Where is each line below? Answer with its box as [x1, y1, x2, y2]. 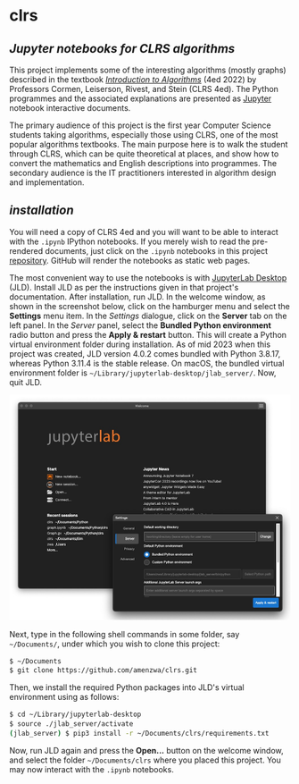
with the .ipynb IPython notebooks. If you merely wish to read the [9, 236, 251, 247]
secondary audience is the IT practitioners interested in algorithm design [9, 167, 277, 178]
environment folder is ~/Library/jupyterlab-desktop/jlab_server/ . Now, [9, 367, 277, 378]
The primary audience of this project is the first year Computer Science [9, 120, 271, 131]
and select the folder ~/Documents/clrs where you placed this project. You [9, 754, 281, 765]
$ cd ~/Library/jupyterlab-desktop [9, 710, 142, 720]
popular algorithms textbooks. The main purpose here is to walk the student [9, 139, 288, 149]
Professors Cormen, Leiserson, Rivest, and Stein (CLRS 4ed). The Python [9, 84, 279, 94]
